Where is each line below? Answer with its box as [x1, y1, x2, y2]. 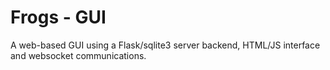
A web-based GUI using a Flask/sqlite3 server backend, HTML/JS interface [10, 39, 321, 51]
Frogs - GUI [10, 6, 107, 29]
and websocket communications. [10, 49, 147, 61]
